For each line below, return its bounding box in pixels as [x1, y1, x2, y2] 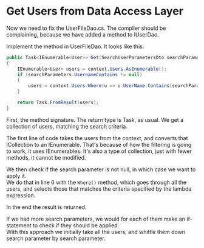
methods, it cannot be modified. [6, 154, 86, 161]
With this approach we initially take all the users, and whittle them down [6, 228, 186, 235]
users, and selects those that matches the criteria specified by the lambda [6, 185, 192, 193]
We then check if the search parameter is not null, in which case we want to [6, 166, 196, 173]
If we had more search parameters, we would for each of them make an [6, 215, 186, 222]
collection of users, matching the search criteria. [6, 122, 127, 130]
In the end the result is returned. [6, 203, 87, 211]
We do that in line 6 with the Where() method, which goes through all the [6, 179, 187, 186]
